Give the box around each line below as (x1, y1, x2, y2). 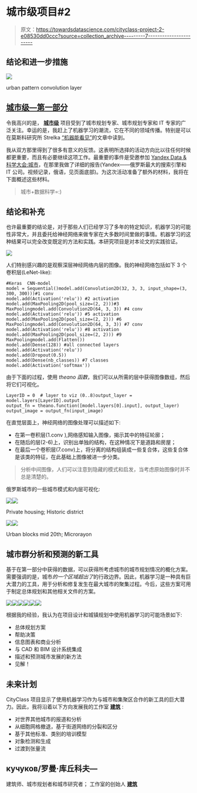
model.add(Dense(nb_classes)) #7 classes (6, 358, 109, 363)
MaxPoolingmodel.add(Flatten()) (6, 337, 85, 343)
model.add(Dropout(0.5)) (6, 352, 67, 358)
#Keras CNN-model (6, 281, 51, 287)
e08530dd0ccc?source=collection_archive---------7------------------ (20, 32, 191, 39)
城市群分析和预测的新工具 (6, 549, 98, 559)
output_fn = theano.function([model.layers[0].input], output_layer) (6, 403, 180, 409)
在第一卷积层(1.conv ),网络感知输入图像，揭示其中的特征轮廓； (14, 431, 166, 438)
